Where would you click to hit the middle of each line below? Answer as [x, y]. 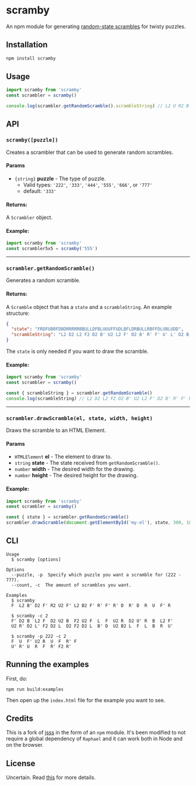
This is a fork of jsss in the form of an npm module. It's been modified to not [96, 733]
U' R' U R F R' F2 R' [41, 646]
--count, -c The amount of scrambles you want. [71, 585]
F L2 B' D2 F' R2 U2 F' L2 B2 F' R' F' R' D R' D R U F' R [91, 605]
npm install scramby [31, 58]
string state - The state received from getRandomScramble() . [87, 463]
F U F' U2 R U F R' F [44, 641]
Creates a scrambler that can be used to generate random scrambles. [90, 152]
